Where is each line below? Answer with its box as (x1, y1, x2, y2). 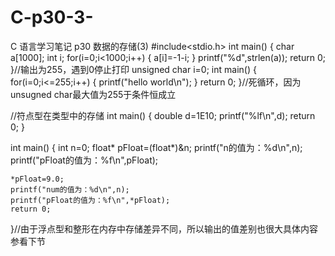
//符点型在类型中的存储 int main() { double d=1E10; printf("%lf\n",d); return (10, 109, 316, 121)
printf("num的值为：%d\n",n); (10, 184, 130, 195)
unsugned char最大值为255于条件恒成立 (10, 88, 177, 100)
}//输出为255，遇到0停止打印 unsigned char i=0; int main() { (10, 63, 257, 75)
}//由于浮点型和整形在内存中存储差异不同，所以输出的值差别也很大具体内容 (10, 222, 319, 235)
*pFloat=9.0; (10, 174, 65, 184)
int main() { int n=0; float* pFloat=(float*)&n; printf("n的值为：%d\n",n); (10, 141, 303, 153)
